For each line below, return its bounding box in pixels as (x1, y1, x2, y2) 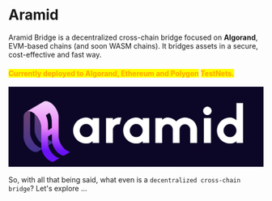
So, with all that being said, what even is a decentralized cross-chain (8, 175, 241, 185)
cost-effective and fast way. (8, 49, 102, 59)
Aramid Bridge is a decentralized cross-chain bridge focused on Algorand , (8, 32, 258, 42)
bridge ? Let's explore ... (8, 184, 87, 194)
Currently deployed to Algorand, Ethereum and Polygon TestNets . (8, 68, 235, 78)
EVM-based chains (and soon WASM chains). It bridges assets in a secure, (8, 41, 259, 50)
